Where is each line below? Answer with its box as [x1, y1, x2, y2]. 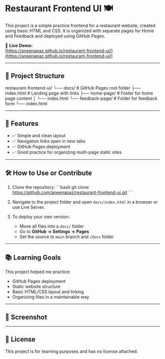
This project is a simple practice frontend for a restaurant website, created [5, 22, 156, 29]
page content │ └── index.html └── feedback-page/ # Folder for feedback [5, 95, 158, 101]
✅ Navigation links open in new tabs [12, 138, 86, 144]
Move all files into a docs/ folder [19, 223, 84, 229]
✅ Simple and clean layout [12, 132, 66, 138]
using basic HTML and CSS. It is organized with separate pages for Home [5, 28, 154, 33]
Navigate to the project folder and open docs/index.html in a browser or [12, 199, 158, 205]
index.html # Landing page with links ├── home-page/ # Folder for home [5, 90, 154, 96]
